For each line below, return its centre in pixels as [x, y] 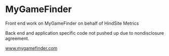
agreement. [17, 38]
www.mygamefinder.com [31, 48]
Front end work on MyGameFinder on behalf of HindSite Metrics [72, 23]
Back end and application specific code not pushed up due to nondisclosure [85, 33]
